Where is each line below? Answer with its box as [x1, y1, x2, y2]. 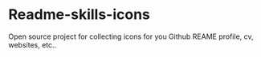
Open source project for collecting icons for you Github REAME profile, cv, [8, 32, 255, 41]
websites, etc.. [8, 40, 57, 49]
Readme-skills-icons [8, 6, 151, 24]
